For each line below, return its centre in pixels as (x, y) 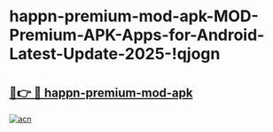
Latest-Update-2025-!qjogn (115, 54)
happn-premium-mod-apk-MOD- (134, 16)
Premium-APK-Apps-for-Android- (137, 35)
